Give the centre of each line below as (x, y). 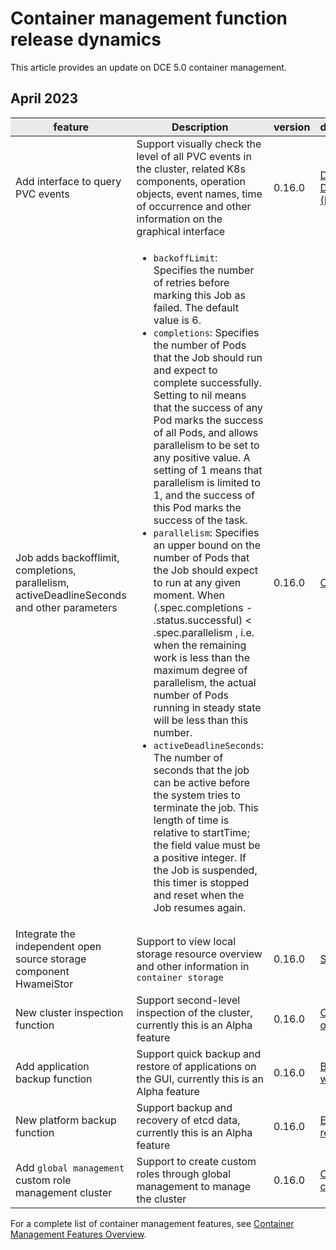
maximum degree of (200, 670)
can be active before (202, 782)
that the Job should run (208, 357)
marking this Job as (199, 295)
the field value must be (207, 845)
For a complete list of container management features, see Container (152, 1223)
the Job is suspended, (205, 870)
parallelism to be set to (206, 445)
